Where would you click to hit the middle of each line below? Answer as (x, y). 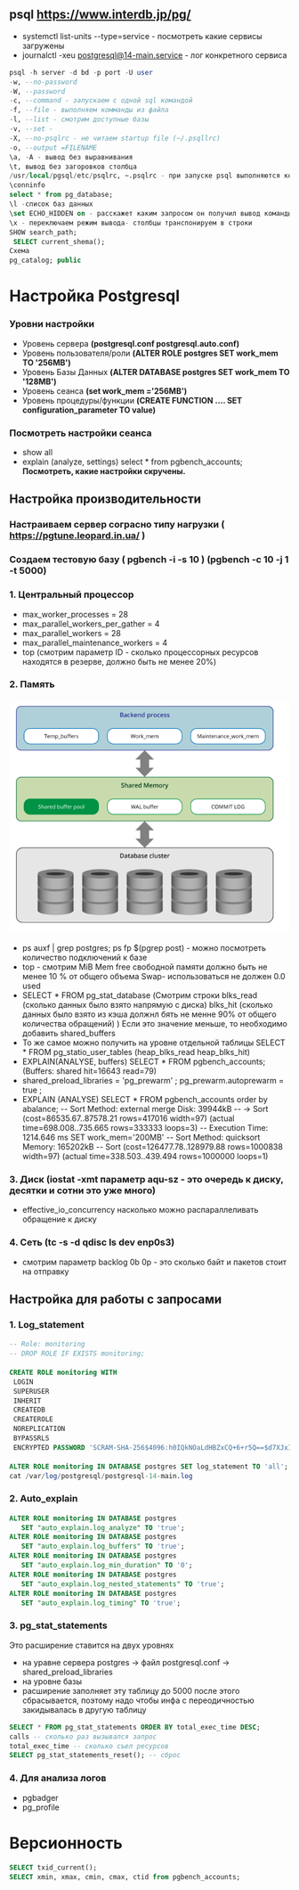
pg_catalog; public (45, 261)
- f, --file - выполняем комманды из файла (89, 110)
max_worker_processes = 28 (75, 614)
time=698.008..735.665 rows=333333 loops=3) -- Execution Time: (145, 1128)
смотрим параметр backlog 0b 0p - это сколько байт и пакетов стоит (154, 1262)
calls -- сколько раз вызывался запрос (83, 1737)
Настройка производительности (105, 499)
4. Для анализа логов (58, 1779)
